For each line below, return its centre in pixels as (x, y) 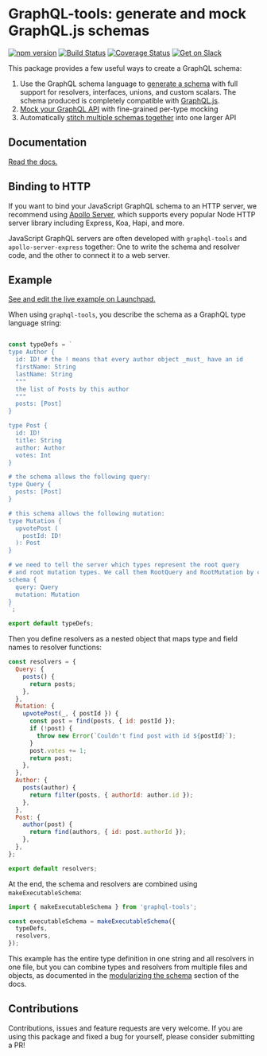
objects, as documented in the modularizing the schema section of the (124, 975)
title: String (39, 440)
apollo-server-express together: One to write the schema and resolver (124, 247)
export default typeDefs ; (51, 624)
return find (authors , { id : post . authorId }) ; (108, 832)
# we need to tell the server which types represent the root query (124, 565)
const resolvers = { (43, 662)
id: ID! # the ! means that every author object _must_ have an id (130, 360)
